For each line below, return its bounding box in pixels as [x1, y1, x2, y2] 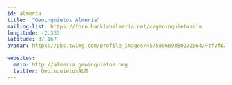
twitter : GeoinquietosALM [13, 67, 88, 75]
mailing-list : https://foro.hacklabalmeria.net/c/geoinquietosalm [7, 23, 202, 30]
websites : [7, 55, 36, 62]
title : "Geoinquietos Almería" [7, 17, 100, 23]
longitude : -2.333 [7, 29, 60, 37]
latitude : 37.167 [7, 36, 57, 43]
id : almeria [7, 10, 41, 17]
